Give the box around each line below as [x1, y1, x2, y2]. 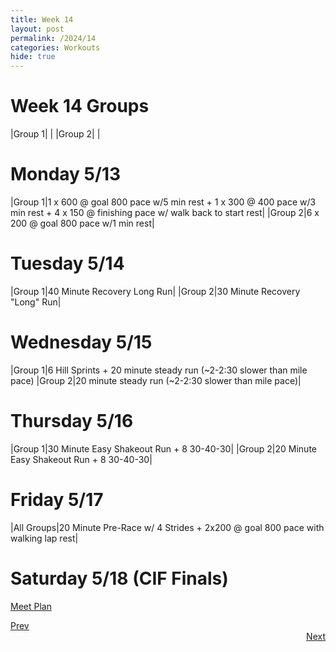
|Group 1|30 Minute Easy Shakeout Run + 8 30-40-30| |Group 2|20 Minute [10, 442, 317, 455]
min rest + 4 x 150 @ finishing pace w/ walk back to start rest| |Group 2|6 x [10, 207, 320, 218]
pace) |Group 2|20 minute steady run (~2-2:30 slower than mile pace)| [10, 374, 302, 386]
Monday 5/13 [10, 163, 122, 186]
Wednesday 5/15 [10, 331, 153, 354]
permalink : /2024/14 [10, 33, 97, 43]
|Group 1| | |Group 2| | [10, 128, 101, 140]
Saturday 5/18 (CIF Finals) [10, 567, 229, 590]
